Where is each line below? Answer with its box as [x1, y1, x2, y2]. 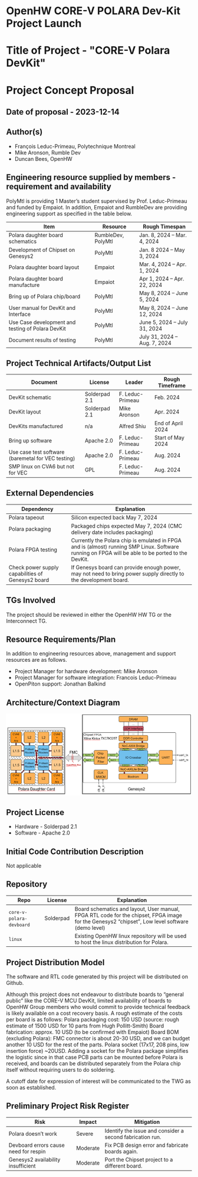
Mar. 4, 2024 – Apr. [139, 260, 187, 267]
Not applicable [6, 862, 42, 869]
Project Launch [6, 17, 82, 30]
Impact [79, 1118, 97, 1126]
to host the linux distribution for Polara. [74, 939, 169, 946]
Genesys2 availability [8, 1156, 61, 1163]
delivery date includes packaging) [71, 528, 154, 536]
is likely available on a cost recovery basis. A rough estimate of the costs [6, 1010, 183, 1017]
